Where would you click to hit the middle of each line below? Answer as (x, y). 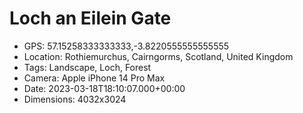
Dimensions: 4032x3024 (75, 99)
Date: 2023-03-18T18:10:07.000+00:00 (104, 88)
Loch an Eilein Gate (90, 18)
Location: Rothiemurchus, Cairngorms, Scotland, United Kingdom (158, 56)
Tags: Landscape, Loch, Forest (87, 67)
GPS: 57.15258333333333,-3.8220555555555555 (126, 46)
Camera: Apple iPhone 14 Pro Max (94, 78)
